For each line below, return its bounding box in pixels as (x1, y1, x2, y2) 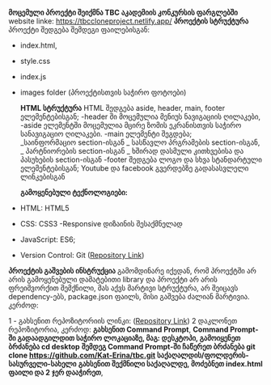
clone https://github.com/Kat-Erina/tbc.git (8, 350, 156, 360)
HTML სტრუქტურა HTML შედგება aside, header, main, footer (19, 104, 226, 112)
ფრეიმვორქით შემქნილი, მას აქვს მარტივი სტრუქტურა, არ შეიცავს (8, 283, 239, 293)
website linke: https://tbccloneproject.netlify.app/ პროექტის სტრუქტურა (8, 16, 249, 26)
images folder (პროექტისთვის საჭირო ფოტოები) (19, 87, 187, 97)
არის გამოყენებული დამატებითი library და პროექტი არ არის (8, 275, 218, 284)
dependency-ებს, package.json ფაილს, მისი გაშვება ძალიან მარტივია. (8, 292, 250, 301)
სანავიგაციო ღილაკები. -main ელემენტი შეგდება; (19, 129, 193, 138)
